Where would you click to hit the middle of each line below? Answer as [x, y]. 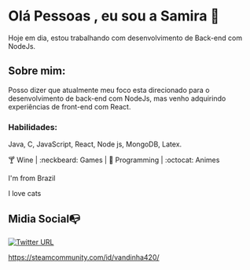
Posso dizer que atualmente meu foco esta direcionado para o [109, 90]
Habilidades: [33, 127]
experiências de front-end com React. [70, 106]
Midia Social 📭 [44, 219]
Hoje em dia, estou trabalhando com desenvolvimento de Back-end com [125, 38]
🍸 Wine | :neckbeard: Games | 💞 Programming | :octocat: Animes [114, 160]
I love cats [25, 194]
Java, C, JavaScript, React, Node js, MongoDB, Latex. [95, 144]
